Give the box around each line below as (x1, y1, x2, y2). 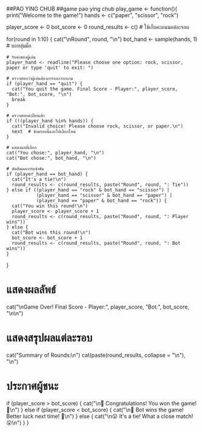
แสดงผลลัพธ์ (6, 283, 57, 297)
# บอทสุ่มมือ (6, 42, 32, 49)
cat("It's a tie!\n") (12, 176, 67, 182)
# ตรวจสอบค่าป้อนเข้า (6, 112, 45, 118)
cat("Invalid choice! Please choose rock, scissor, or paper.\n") (12, 123, 184, 129)
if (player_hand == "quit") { (6, 81, 83, 87)
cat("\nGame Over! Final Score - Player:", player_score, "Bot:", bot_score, (6, 303, 190, 310)
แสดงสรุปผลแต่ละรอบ (6, 331, 92, 345)
